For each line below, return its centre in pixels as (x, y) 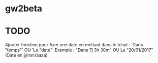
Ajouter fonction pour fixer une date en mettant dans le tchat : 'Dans (74, 45)
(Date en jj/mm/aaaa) (26, 55)
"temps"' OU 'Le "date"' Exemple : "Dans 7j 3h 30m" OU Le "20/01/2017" (79, 50)
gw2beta (24, 9)
